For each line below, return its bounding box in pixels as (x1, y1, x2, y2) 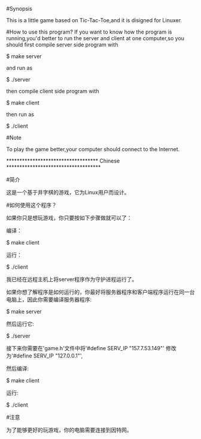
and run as (6, 64, 33, 71)
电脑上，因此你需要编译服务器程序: (6, 296, 92, 303)
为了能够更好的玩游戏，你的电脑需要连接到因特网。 (6, 426, 132, 434)
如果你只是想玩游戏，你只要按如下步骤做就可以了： (6, 214, 132, 221)
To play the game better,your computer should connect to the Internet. (6, 146, 180, 152)
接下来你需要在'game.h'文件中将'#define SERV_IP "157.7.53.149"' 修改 (6, 345, 176, 351)
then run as (6, 111, 35, 118)
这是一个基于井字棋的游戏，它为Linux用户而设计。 (6, 189, 130, 196)
